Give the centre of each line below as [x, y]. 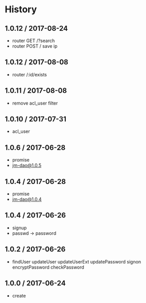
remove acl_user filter [35, 103]
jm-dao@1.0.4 [27, 199]
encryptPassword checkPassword [48, 267]
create [19, 295]
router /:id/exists [29, 74]
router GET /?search [33, 41]
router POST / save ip [35, 46]
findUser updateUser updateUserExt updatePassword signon [77, 261]
